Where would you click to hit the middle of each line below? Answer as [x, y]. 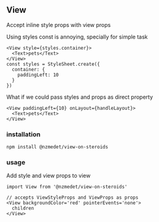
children [23, 209]
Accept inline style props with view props [59, 25]
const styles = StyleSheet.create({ [53, 64]
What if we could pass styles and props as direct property [80, 97]
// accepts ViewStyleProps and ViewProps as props [72, 198]
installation [24, 134]
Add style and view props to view [48, 176]
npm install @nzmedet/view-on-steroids [57, 147]
